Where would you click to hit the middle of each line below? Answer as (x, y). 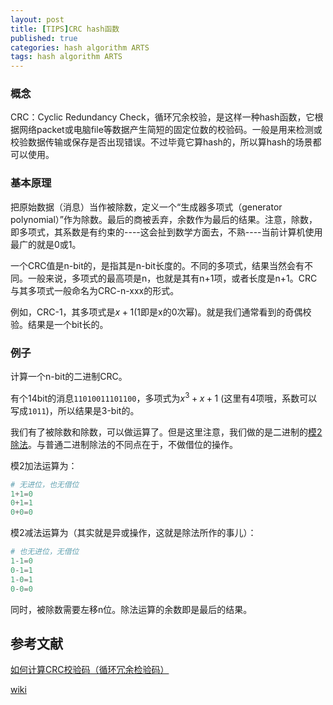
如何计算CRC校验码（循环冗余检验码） (90, 670)
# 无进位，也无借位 (45, 484)
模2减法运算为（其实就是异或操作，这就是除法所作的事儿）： (133, 533)
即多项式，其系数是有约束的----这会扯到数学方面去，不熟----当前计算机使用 (166, 232)
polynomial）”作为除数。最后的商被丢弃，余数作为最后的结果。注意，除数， (164, 219)
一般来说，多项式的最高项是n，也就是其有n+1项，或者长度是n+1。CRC (172, 278)
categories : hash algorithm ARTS (80, 47)
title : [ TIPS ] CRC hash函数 (65, 29)
